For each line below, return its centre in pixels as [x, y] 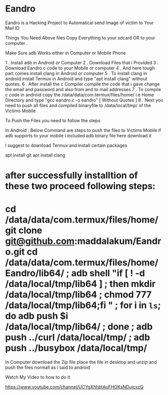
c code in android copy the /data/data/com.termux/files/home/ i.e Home [80, 95]
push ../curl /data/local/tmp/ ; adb [78, 337]
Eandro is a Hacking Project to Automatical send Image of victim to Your [79, 23]
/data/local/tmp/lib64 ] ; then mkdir [80, 284]
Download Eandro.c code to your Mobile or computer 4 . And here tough [80, 68]
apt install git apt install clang [35, 155]
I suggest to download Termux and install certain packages [66, 145]
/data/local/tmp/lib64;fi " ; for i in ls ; [83, 305]
